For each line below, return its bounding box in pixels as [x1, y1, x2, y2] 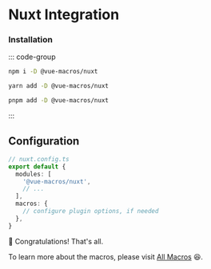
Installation [8, 34, 54, 45]
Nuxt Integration [8, 6, 120, 24]
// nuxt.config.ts [8, 155, 70, 163]
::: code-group [8, 52, 56, 61]
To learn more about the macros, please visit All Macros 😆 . [8, 251, 204, 261]
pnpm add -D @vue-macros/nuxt [8, 97, 109, 105]
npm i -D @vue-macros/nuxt [8, 68, 98, 76]
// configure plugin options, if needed [22, 208, 159, 216]
